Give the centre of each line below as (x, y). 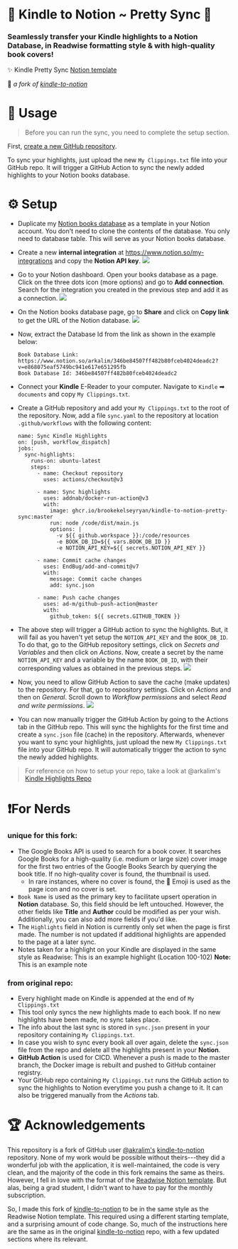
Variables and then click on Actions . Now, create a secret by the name (120, 653)
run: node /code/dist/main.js (94, 523)
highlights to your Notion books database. (69, 175)
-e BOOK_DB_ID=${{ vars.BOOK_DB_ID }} (113, 542)
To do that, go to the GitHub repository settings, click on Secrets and (118, 645)
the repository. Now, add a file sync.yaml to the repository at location (118, 416)
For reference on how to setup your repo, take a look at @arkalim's (123, 771)
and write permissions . (51, 706)
